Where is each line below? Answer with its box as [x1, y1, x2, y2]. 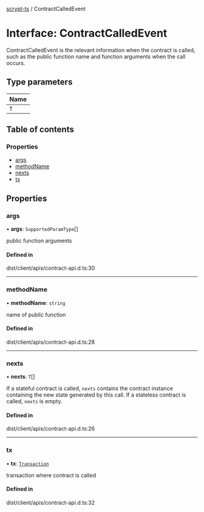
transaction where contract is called [6, 471, 96, 479]
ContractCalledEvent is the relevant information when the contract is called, [6, 46, 195, 53]
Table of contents [6, 125, 74, 135]
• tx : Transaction [6, 460, 49, 467]
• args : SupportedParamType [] [6, 225, 79, 233]
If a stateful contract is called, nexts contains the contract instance [6, 385, 173, 392]
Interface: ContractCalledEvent [6, 27, 168, 40]
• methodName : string [6, 299, 66, 306]
